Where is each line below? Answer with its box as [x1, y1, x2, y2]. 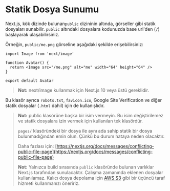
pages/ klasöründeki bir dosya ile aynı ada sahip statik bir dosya [17, 128, 153, 134]
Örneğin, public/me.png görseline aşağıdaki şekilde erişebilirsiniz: [5, 41, 143, 47]
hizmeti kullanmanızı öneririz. [17, 180, 80, 186]
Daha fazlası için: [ [17, 143, 57, 149]
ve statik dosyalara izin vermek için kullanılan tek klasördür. [17, 118, 143, 124]
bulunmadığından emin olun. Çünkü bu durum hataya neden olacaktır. [17, 133, 165, 139]
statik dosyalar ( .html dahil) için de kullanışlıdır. [5, 102, 105, 109]
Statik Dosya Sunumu [5, 4, 99, 15]
